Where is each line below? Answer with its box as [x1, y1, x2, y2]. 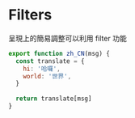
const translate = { [15, 57, 85, 65]
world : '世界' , [23, 72, 72, 80]
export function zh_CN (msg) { [8, 49, 111, 57]
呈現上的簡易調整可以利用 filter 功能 [8, 33, 127, 43]
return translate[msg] [15, 95, 92, 103]
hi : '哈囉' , [23, 65, 61, 73]
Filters [8, 6, 53, 24]
